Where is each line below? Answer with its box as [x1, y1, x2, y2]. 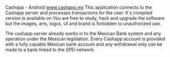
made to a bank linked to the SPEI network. [5, 47, 95, 52]
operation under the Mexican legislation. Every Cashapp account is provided [5, 36, 165, 42]
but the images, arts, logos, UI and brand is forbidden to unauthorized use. [5, 20, 161, 26]
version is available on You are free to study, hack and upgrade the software [5, 15, 165, 21]
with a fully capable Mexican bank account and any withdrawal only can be [5, 41, 163, 47]
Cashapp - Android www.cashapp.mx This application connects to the [5, 5, 152, 10]
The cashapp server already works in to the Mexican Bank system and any [5, 31, 161, 36]
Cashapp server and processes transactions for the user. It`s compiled [5, 10, 153, 16]
